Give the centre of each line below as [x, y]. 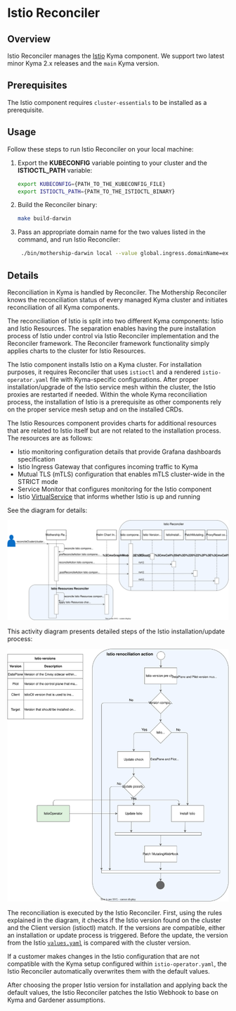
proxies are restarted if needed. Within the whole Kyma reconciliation [107, 394]
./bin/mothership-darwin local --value [79, 254]
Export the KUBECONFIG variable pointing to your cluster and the [112, 163]
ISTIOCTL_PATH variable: [55, 170]
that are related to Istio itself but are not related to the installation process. [114, 430]
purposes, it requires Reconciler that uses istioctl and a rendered [104, 372]
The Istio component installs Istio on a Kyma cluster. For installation [105, 364]
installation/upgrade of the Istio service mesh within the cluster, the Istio [112, 387]
